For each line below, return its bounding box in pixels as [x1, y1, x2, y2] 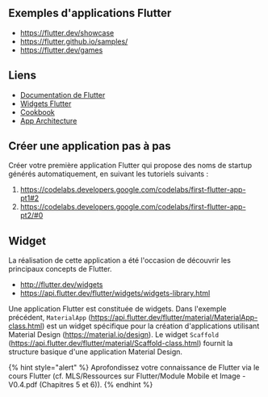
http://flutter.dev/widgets [19, 280, 103, 289]
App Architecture [19, 116, 77, 125]
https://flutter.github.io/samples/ [19, 36, 128, 46]
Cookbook [19, 107, 55, 116]
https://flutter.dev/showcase [19, 27, 115, 37]
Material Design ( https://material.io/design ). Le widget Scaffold [8, 330, 220, 340]
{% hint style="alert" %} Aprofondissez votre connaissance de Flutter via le [8, 363, 260, 373]
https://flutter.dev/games [19, 44, 103, 55]
